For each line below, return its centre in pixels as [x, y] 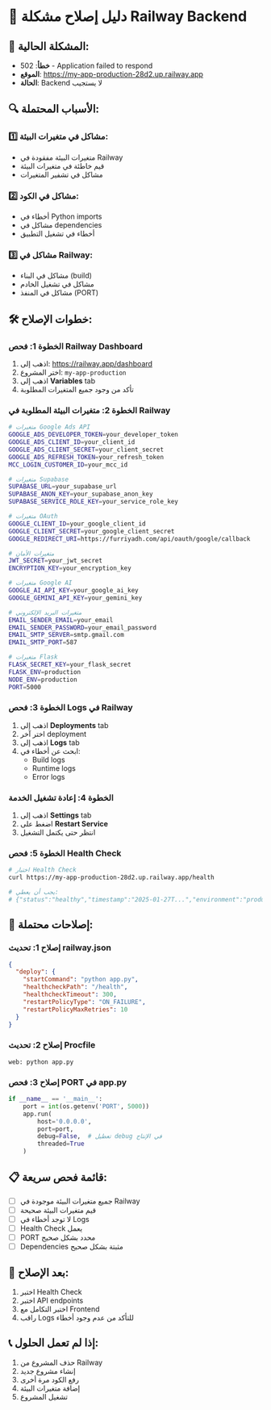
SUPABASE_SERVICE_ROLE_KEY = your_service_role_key [94, 502]
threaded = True [61, 1144]
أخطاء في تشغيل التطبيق [57, 233]
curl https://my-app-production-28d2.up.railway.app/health [112, 878]
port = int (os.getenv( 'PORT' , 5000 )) [86, 1106]
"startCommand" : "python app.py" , [81, 980]
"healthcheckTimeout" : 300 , [70, 995]
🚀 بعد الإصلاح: [39, 1272]
